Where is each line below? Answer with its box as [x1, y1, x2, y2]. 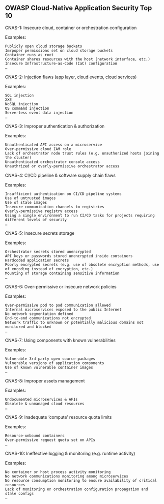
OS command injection [5, 106, 50, 111]
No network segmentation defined [5, 311, 74, 316]
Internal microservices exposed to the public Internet [5, 307, 122, 312]
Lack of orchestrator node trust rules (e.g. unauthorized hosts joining [5, 151, 160, 156]
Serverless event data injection [5, 110, 74, 115]
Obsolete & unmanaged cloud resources [5, 401, 84, 406]
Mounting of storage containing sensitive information [5, 271, 120, 276]
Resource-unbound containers [5, 433, 65, 438]
